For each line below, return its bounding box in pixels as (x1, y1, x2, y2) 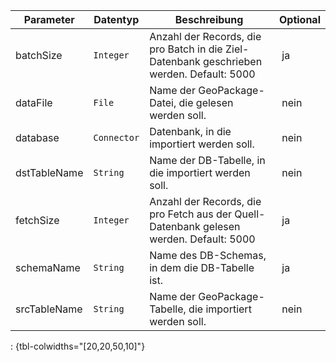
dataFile (15, 96, 53, 109)
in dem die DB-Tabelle (149, 261, 255, 274)
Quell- (234, 207, 266, 221)
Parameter (23, 13, 75, 26)
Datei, (149, 96, 177, 109)
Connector (93, 132, 140, 143)
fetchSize (15, 214, 60, 227)
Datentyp (93, 13, 140, 26)
